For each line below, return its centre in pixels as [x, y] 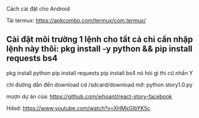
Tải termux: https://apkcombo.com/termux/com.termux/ [76, 20]
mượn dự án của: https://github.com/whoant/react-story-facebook [89, 96]
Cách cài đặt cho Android [38, 9]
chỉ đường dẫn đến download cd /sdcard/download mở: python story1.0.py [99, 85]
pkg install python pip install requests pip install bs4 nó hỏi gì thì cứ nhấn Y [99, 73]
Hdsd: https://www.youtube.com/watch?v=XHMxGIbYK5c [78, 108]
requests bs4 [32, 58]
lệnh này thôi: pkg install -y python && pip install [99, 49]
